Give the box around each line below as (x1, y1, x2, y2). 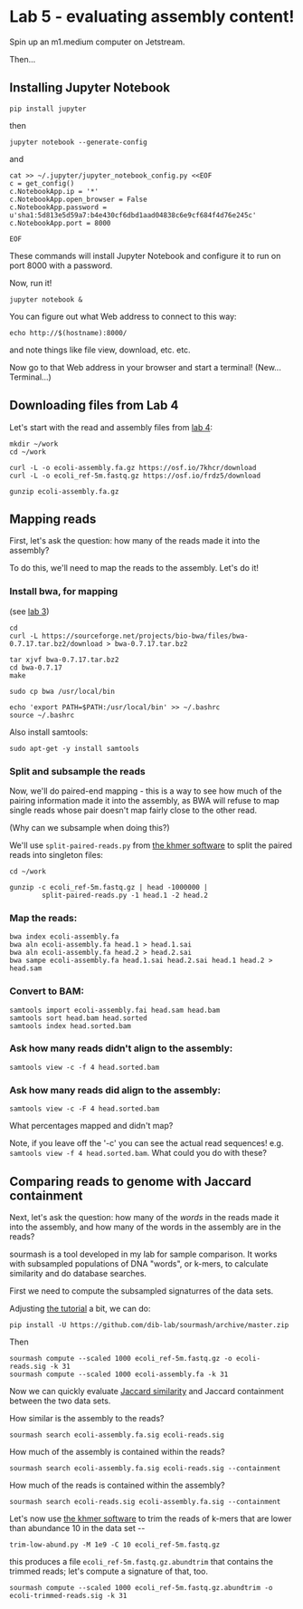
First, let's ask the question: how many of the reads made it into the (9, 535, 260, 546)
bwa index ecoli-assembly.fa (9, 932, 119, 941)
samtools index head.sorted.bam (9, 1021, 131, 1030)
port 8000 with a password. (9, 260, 113, 271)
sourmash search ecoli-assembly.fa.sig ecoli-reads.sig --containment (9, 1463, 281, 1473)
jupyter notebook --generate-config (9, 138, 147, 147)
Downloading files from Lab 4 (9, 398, 179, 413)
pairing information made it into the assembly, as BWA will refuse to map (9, 795, 280, 805)
